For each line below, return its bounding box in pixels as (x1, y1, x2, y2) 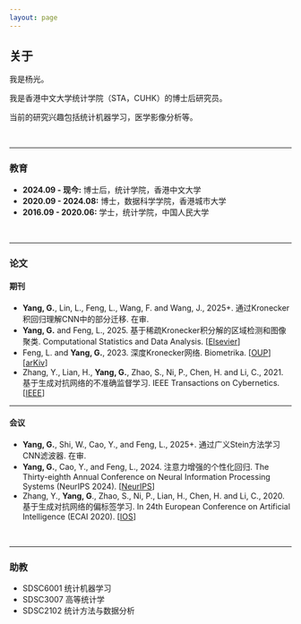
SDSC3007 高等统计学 (21, 594, 105, 605)
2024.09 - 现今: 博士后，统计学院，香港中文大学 (21, 184, 202, 195)
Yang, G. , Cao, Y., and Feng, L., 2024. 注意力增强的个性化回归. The (21, 462, 270, 473)
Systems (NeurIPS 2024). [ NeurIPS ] (21, 481, 155, 492)
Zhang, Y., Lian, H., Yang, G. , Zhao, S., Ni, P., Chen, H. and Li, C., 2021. (21, 366, 284, 377)
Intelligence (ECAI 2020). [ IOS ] (21, 511, 137, 522)
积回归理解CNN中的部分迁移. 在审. (21, 313, 150, 324)
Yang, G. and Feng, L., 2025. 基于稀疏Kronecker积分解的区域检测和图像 (21, 324, 287, 336)
